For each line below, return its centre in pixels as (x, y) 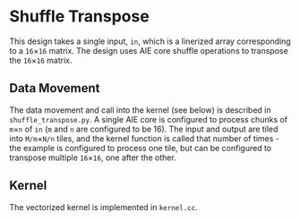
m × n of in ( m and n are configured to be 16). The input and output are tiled (144, 129)
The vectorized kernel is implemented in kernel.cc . (104, 207)
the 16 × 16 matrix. (41, 60)
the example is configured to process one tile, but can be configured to (140, 148)
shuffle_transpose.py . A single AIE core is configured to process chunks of (149, 119)
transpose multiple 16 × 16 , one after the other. (93, 157)
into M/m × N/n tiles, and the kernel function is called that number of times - (145, 138)
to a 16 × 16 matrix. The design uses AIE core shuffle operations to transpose (149, 50)
